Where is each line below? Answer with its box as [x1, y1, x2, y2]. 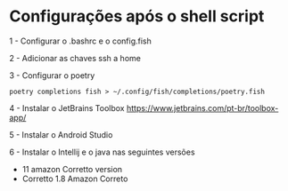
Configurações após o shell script [9, 6, 265, 27]
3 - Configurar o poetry [9, 69, 95, 81]
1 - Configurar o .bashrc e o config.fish [9, 36, 152, 46]
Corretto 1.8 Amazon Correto [21, 173, 128, 184]
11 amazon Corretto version [21, 163, 123, 174]
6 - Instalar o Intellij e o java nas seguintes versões [9, 147, 195, 157]
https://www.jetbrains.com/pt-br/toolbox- [126, 102, 279, 113]
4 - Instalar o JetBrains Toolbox [9, 102, 125, 113]
